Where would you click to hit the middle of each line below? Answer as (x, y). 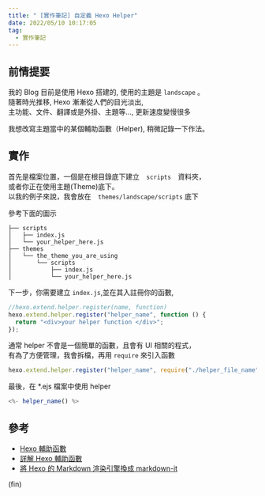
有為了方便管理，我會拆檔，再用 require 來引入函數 (91, 355)
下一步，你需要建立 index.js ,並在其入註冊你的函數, (91, 292)
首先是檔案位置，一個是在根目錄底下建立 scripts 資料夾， (107, 176)
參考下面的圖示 (32, 213)
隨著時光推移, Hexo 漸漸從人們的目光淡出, (76, 102)
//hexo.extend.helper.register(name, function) (88, 307)
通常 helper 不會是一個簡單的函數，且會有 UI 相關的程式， (102, 346)
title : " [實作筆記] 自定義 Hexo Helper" (73, 15)
